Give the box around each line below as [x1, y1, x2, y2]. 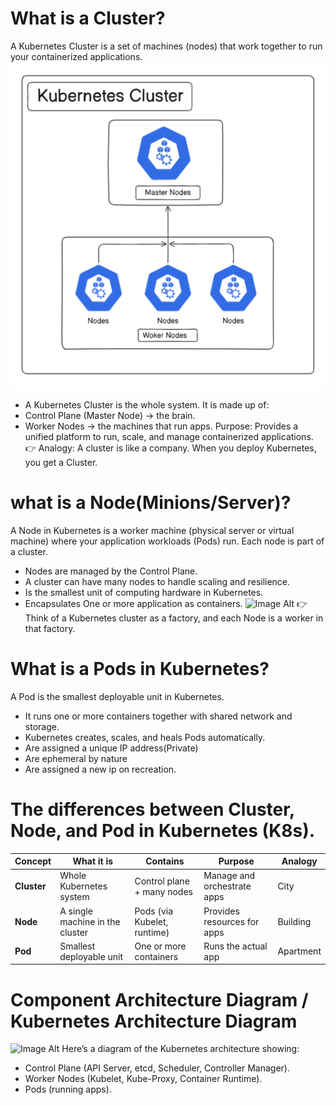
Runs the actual [203, 940, 268, 952]
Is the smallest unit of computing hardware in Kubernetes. [24, 586, 264, 598]
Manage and [203, 870, 256, 882]
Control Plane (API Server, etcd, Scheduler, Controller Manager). [24, 1062, 290, 1074]
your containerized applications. [10, 50, 143, 62]
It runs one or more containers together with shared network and [24, 710, 293, 722]
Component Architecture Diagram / [10, 988, 309, 1011]
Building [277, 915, 312, 927]
